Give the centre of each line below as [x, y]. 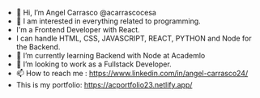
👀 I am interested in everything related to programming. [108, 21]
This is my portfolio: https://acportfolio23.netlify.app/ [104, 85]
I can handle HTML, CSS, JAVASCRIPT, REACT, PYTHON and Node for [134, 38]
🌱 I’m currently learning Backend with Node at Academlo [111, 55]
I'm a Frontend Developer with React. [78, 30]
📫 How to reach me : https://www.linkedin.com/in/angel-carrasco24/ [132, 73]
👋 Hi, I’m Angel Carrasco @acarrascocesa [86, 13]
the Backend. [38, 47]
